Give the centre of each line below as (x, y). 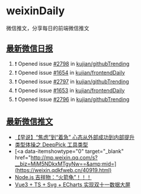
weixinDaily (36, 11)
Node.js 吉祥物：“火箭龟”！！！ (53, 177)
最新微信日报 (30, 49)
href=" (23, 157)
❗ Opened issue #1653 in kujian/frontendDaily (70, 90)
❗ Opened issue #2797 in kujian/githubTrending (72, 81)
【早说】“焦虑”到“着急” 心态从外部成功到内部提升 (75, 137)
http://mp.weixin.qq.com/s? (64, 157)
